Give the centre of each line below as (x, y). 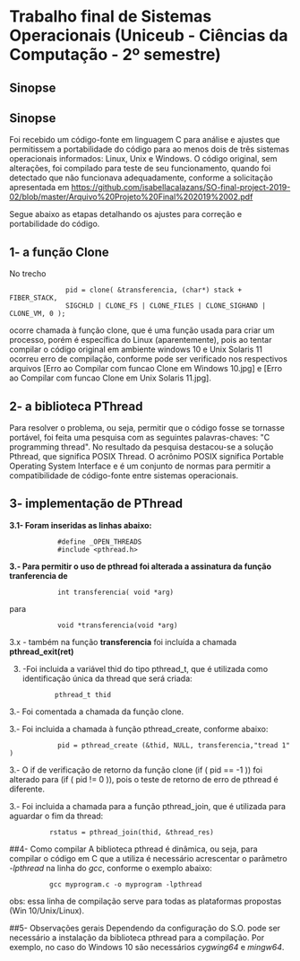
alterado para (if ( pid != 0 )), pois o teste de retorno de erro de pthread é (144, 779)
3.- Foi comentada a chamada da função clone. (97, 712)
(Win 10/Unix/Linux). (47, 910)
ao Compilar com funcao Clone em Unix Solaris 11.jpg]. (111, 378)
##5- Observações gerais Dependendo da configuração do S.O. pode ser (145, 928)
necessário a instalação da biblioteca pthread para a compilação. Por (137, 937)
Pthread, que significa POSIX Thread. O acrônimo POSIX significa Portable (146, 457)
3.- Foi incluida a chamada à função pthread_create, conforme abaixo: (139, 729)
